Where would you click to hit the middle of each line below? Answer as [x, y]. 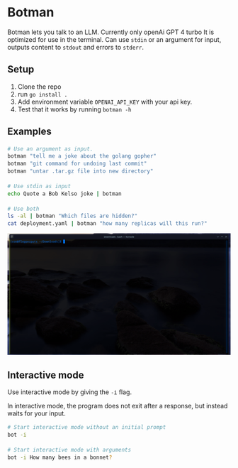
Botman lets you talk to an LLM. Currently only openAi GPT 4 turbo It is [111, 32]
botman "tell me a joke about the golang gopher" [82, 156]
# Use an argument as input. [50, 149]
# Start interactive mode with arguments [69, 450]
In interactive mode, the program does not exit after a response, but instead [118, 406]
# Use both [23, 209]
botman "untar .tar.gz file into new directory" [80, 171]
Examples [29, 132]
